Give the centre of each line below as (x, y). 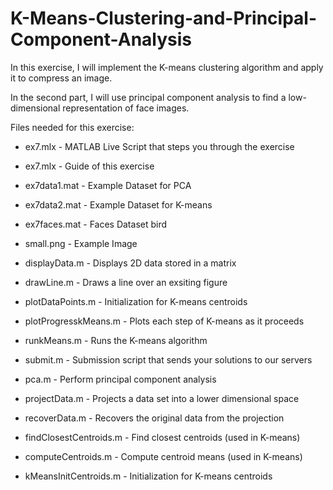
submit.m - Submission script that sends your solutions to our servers (168, 359)
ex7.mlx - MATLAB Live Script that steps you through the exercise (159, 146)
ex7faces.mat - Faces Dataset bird (96, 224)
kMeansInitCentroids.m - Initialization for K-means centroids (148, 476)
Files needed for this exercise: (72, 127)
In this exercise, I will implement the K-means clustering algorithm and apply (167, 67)
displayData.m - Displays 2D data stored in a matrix (130, 263)
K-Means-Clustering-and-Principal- (164, 18)
